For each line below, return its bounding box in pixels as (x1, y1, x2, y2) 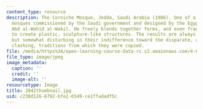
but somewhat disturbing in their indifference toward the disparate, (11, 37, 193, 43)
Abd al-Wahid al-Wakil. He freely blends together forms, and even (11, 25, 185, 32)
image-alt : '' (11, 76, 47, 82)
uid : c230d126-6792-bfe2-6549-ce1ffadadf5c (6, 93, 118, 99)
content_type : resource (6, 8, 66, 15)
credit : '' (11, 71, 39, 77)
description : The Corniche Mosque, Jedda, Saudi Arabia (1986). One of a (6, 15, 196, 21)
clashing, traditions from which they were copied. (11, 43, 145, 49)
